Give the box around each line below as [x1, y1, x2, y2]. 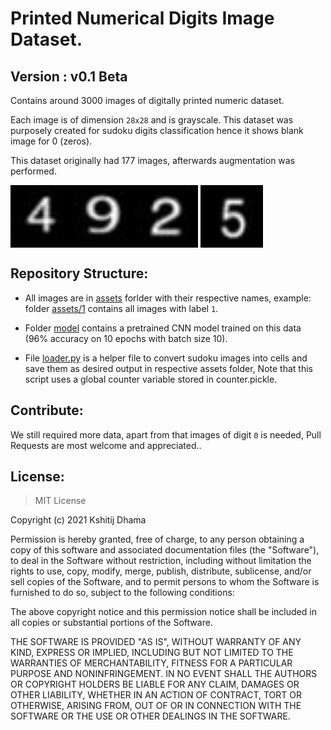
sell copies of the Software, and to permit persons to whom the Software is [10, 576, 320, 588]
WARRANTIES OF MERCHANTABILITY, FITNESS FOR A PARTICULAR [10, 657, 293, 669]
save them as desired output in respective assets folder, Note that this [24, 362, 313, 374]
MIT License [34, 495, 87, 507]
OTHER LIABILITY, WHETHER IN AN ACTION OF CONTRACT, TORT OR [10, 689, 302, 701]
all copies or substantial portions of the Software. [10, 617, 213, 629]
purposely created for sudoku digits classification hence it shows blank [10, 125, 304, 136]
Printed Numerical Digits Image [10, 7, 275, 30]
